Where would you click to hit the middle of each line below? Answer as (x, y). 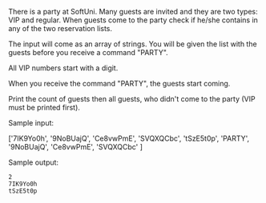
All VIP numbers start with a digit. (63, 68)
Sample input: (31, 123)
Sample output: (33, 162)
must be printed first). (44, 107)
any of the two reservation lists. (60, 28)
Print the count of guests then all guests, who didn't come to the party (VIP (132, 99)
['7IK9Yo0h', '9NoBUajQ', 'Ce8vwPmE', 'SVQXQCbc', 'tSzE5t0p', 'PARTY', (129, 138)
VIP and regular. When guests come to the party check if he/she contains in (133, 20)
